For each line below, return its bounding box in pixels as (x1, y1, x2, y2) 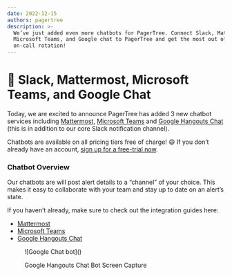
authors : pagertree (7, 17, 64, 24)
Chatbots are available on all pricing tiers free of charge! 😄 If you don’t (7, 138, 209, 146)
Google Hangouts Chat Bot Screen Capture (24, 261, 147, 270)
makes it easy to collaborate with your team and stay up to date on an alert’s (7, 185, 224, 194)
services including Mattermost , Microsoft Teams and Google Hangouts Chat (7, 117, 224, 125)
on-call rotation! (13, 42, 67, 49)
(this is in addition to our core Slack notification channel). (7, 124, 170, 132)
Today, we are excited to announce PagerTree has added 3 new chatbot (7, 109, 212, 118)
